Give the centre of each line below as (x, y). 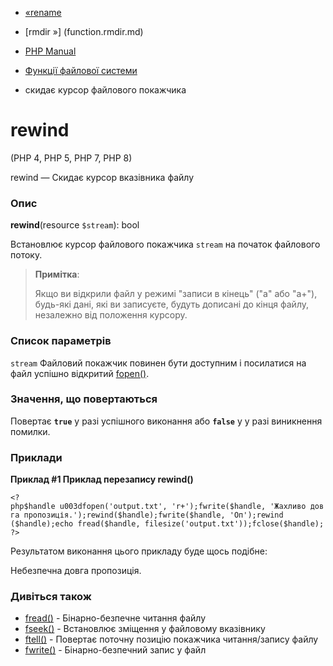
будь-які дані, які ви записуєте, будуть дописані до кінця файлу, (172, 304)
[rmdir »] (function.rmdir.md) (84, 31)
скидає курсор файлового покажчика (105, 90)
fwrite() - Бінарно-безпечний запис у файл (115, 650)
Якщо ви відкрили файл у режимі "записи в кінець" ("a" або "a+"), (176, 294)
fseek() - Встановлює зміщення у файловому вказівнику (145, 629)
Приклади (36, 457)
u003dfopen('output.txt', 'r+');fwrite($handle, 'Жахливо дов (192, 507)
